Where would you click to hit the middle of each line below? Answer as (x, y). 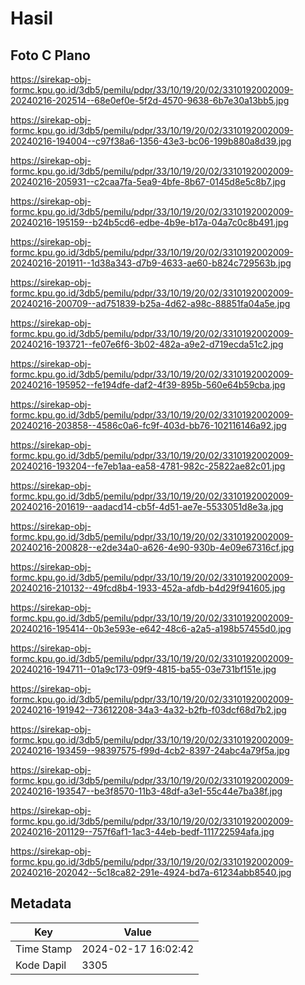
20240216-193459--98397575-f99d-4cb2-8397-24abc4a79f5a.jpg (150, 750)
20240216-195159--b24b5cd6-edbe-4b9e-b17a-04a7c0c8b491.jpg (149, 222)
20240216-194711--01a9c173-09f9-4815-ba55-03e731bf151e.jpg (143, 669)
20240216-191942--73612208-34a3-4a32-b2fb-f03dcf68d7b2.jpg (148, 710)
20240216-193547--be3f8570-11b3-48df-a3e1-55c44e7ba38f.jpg (146, 791)
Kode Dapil (41, 965)
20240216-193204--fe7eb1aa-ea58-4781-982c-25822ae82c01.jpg (148, 466)
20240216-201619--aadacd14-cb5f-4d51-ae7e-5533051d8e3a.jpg (147, 506)
